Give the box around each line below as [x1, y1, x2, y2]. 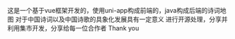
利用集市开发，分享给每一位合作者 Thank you [7, 24, 139, 32]
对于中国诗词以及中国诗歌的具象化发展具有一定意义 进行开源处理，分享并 [15, 15, 228, 23]
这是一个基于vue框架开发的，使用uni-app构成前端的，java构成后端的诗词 [7, 6, 221, 14]
